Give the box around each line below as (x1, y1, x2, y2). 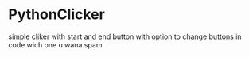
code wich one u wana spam (8, 40, 103, 49)
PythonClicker (8, 6, 105, 24)
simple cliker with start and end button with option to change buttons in (8, 32, 242, 41)
